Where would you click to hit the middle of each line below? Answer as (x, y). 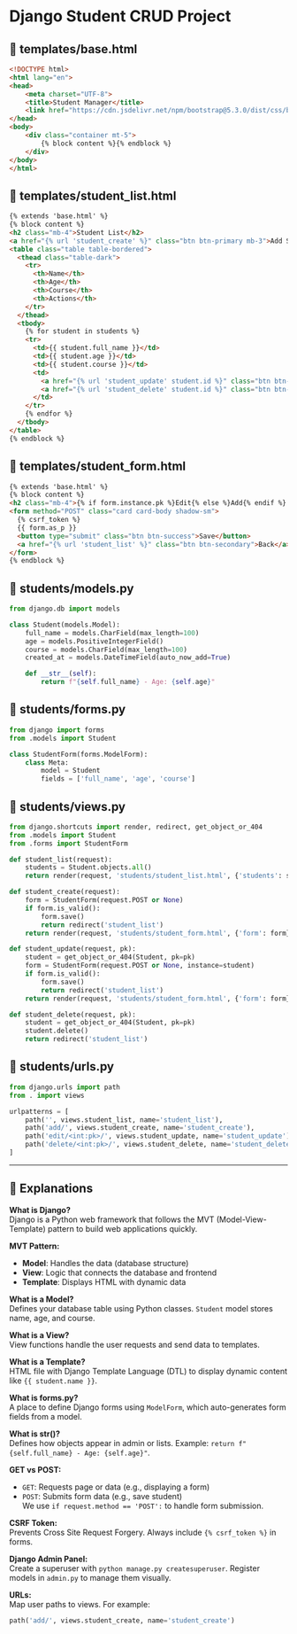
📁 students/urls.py (62, 1066)
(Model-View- (241, 1219)
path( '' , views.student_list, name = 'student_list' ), (124, 1120)
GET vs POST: (35, 1469)
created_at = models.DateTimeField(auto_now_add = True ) (128, 657)
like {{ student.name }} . (53, 1381)
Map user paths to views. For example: (80, 1604)
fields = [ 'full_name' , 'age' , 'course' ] (118, 779)
